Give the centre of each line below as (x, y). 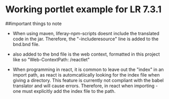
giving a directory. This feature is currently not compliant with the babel (88, 80)
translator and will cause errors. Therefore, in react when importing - (85, 86)
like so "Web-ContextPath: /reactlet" (51, 59)
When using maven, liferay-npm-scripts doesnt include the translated (86, 33)
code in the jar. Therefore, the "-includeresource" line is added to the (86, 39)
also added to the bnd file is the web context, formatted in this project (86, 54)
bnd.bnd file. (26, 44)
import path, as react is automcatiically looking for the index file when (86, 75)
